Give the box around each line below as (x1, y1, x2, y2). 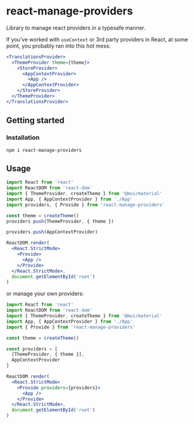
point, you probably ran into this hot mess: (6, 42, 111, 49)
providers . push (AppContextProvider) (6, 229, 98, 235)
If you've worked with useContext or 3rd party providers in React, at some (6, 36, 188, 43)
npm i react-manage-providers (6, 147, 82, 153)
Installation (6, 134, 40, 142)
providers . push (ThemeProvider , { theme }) (6, 218, 114, 224)
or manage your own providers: (6, 290, 84, 298)
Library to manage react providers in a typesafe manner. (6, 24, 146, 31)
